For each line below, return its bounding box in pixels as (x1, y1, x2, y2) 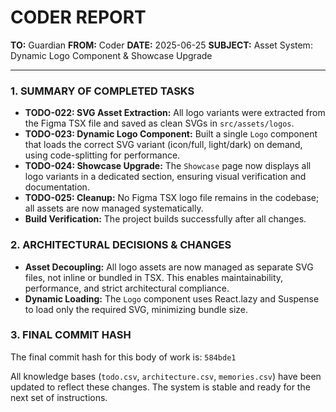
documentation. (24, 181, 90, 193)
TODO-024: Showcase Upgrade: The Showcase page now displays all (24, 160, 312, 172)
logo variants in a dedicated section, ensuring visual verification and (24, 171, 307, 183)
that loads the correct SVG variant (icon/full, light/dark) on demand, (24, 139, 303, 151)
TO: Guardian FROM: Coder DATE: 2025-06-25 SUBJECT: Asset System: (10, 39, 313, 51)
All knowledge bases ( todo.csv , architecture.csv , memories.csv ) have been (10, 370, 322, 382)
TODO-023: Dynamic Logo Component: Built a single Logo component (24, 128, 318, 140)
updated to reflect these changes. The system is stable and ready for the (10, 381, 311, 393)
